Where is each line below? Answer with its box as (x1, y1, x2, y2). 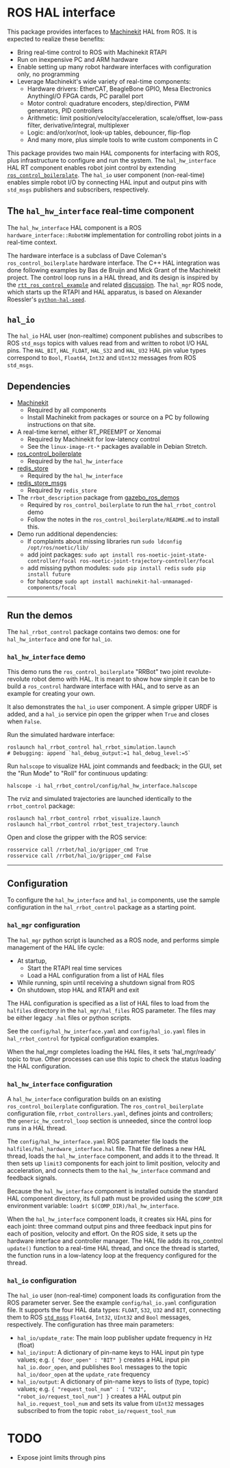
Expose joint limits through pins (16, 1454, 106, 1462)
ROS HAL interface (7, 5, 116, 21)
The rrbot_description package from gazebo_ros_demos (16, 493, 180, 502)
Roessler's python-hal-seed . (7, 295, 86, 303)
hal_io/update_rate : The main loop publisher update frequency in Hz (16, 1333, 212, 1342)
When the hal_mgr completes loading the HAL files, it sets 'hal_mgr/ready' (7, 1047, 216, 1056)
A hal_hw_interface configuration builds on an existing (7, 1095, 162, 1103)
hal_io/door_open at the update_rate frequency (16, 1371, 151, 1379)
